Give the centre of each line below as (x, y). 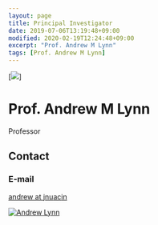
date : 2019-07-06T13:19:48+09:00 (64, 30)
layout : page (30, 16)
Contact (29, 157)
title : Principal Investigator (61, 23)
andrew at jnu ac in (38, 196)
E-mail (21, 179)
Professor (24, 131)
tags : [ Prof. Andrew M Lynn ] (57, 53)
